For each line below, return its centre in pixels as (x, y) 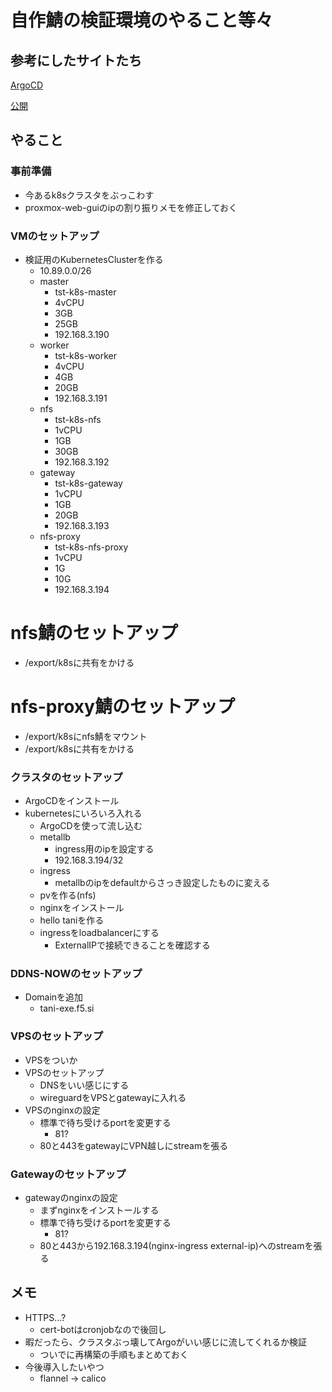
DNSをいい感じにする (84, 1085)
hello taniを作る (72, 920)
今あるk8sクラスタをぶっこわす (89, 195)
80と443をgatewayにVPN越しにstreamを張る (134, 1145)
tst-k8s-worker (86, 355)
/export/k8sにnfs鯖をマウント (86, 736)
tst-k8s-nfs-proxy (91, 547)
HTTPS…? (45, 1317)
